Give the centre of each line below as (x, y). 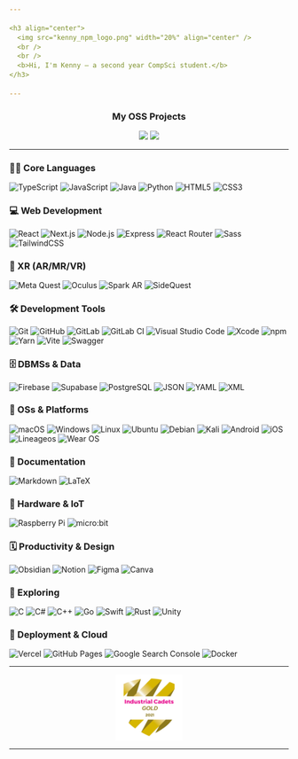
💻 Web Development (55, 211)
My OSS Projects (149, 116)
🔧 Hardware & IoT (47, 504)
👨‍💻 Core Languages (52, 168)
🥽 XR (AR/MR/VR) (48, 266)
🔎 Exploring (35, 592)
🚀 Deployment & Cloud (59, 634)
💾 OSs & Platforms (49, 410)
